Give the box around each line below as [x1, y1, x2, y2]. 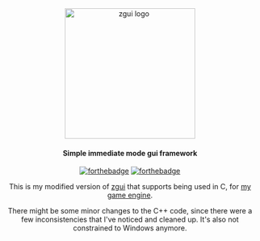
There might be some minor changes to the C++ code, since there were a [7, 206, 253, 216]
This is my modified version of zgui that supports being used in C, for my [9, 182, 251, 192]
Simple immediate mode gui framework [62, 148, 198, 158]
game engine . [107, 190, 153, 201]
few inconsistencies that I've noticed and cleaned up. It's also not [21, 214, 239, 225]
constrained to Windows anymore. [73, 223, 187, 233]
